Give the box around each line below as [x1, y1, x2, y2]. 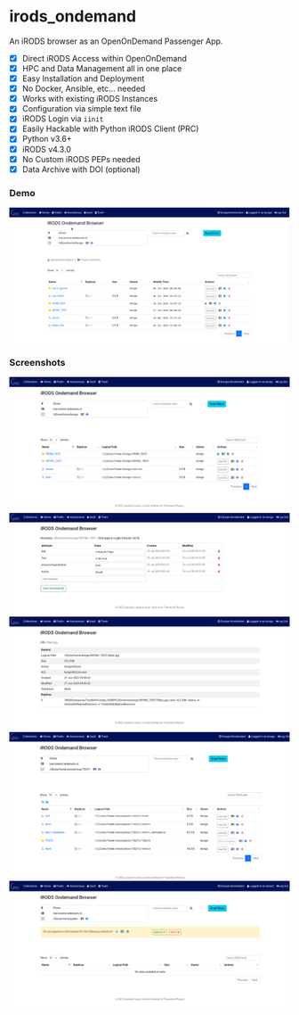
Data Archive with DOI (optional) [21, 163, 141, 175]
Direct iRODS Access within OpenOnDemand [21, 53, 187, 63]
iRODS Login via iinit [21, 113, 104, 124]
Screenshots [9, 357, 66, 369]
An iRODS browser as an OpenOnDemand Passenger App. [9, 36, 223, 46]
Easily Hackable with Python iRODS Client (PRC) [21, 123, 199, 135]
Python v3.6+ [21, 134, 73, 144]
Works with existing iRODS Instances [21, 94, 158, 104]
